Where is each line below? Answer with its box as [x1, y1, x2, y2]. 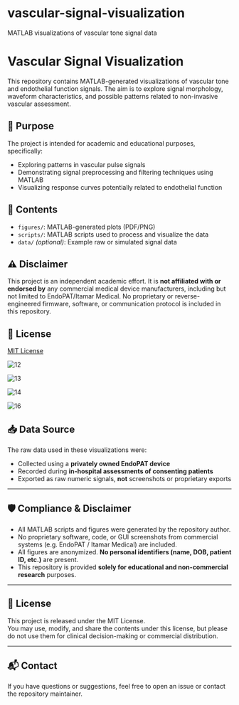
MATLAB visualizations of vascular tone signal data [7, 28, 158, 37]
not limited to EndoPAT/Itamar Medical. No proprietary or [7, 292, 174, 301]
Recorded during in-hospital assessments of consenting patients [17, 467, 213, 475]
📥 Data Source [7, 423, 75, 435]
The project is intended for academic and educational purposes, [7, 139, 196, 147]
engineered [7, 300, 41, 308]
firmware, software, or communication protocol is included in [42, 300, 221, 308]
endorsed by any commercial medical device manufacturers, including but [7, 284, 226, 293]
